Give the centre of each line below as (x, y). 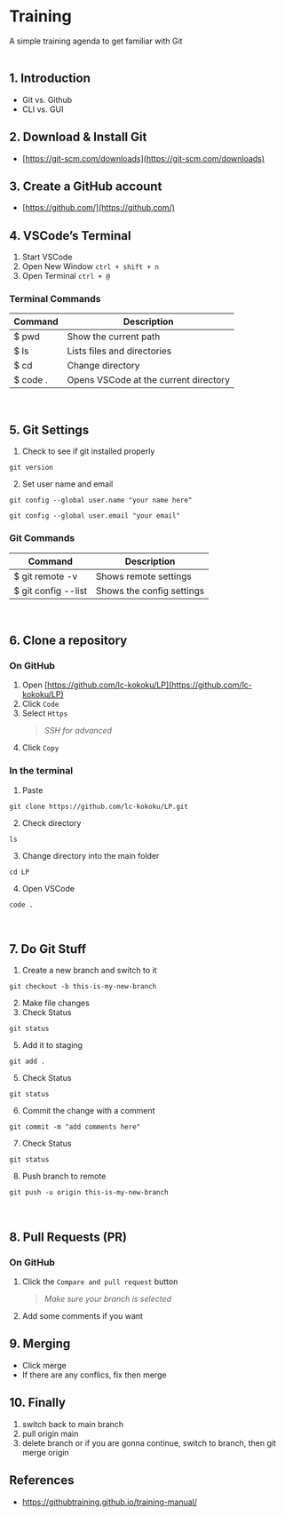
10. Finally (38, 1403)
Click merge (44, 1365)
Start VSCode (47, 257)
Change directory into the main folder (91, 855)
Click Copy (40, 748)
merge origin (45, 1452)
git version (31, 468)
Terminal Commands (55, 299)
